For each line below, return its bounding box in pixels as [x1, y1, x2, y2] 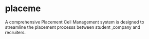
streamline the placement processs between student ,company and [5, 24, 140, 30]
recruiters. [5, 29, 26, 35]
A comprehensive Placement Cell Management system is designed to [5, 19, 145, 25]
